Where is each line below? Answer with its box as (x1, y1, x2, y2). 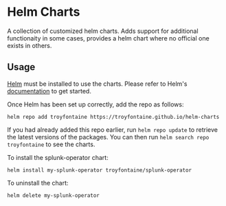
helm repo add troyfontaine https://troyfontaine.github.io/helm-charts (7, 113, 220, 120)
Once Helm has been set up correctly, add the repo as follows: (7, 100, 184, 108)
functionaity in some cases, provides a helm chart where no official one (7, 34, 210, 42)
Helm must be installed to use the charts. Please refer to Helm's (7, 80, 188, 88)
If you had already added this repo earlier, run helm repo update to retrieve (7, 125, 218, 134)
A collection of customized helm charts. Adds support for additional (7, 27, 199, 35)
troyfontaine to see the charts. (7, 140, 95, 148)
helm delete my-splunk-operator (7, 192, 100, 199)
